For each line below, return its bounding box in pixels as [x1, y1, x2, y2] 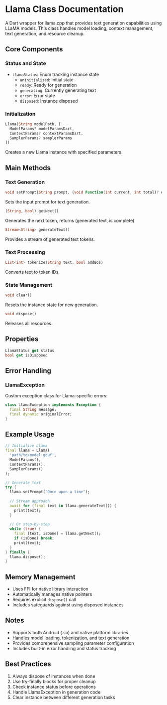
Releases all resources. [5, 320, 53, 326]
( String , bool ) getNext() [5, 208, 59, 213]
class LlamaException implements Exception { [5, 402, 101, 407]
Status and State [5, 60, 46, 67]
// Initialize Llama [5, 443, 48, 448]
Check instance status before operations [12, 684, 96, 690]
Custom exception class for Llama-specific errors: [5, 393, 108, 399]
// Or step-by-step [9, 522, 50, 527]
